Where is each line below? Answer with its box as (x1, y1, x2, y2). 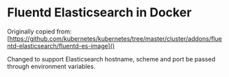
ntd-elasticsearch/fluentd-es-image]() (7, 42, 115, 50)
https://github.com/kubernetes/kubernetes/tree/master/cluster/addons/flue (9, 34, 222, 42)
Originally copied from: (7, 27, 72, 35)
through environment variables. (7, 62, 96, 70)
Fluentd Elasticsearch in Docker (7, 5, 192, 20)
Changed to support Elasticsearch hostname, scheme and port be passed (7, 55, 216, 63)
